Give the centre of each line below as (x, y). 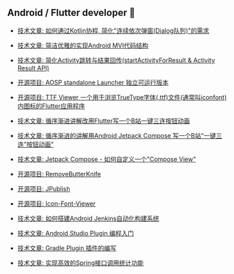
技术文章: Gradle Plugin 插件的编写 (67, 248)
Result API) (33, 68)
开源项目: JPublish (44, 188)
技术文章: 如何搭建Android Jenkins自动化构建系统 (88, 218)
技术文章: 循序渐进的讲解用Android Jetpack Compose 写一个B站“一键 (117, 135)
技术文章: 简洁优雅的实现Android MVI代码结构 (83, 45)
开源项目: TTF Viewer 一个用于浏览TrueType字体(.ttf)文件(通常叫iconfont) (122, 97)
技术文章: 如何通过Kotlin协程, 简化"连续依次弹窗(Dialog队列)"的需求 (113, 30)
